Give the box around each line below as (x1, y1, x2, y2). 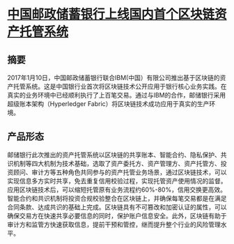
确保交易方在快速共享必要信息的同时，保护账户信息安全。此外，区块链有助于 (7, 211, 227, 220)
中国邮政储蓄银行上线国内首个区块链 (7, 6, 215, 22)
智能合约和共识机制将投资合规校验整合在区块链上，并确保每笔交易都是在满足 (7, 194, 227, 202)
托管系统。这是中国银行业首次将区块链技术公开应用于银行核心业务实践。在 (13, 82, 227, 91)
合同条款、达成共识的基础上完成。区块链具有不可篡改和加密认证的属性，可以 (7, 203, 227, 211)
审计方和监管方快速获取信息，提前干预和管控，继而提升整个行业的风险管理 (7, 220, 221, 229)
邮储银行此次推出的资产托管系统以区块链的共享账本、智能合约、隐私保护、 (7, 151, 221, 159)
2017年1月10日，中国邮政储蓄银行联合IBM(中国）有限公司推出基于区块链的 (7, 74, 220, 82)
